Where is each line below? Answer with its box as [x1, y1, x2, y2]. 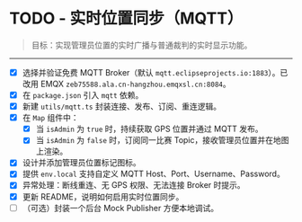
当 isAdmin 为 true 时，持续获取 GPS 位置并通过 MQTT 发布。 [35, 123, 263, 135]
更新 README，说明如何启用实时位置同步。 [22, 191, 184, 202]
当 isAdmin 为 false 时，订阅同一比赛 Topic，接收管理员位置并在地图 [35, 135, 289, 146]
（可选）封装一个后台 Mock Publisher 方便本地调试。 [22, 202, 218, 213]
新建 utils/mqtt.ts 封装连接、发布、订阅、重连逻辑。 [22, 101, 222, 112]
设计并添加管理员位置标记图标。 [22, 157, 141, 168]
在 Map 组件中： [22, 112, 79, 123]
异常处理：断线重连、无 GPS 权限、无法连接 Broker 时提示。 [22, 180, 245, 191]
